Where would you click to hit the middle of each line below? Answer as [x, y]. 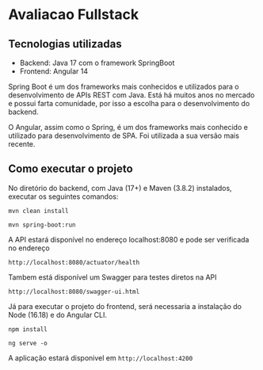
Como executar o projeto [71, 169]
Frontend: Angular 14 [54, 71]
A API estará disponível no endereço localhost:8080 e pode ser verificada [129, 239]
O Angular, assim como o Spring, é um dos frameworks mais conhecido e [128, 127]
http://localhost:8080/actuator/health [74, 262]
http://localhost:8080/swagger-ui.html [74, 292]
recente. [22, 144]
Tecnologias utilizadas [65, 44]
